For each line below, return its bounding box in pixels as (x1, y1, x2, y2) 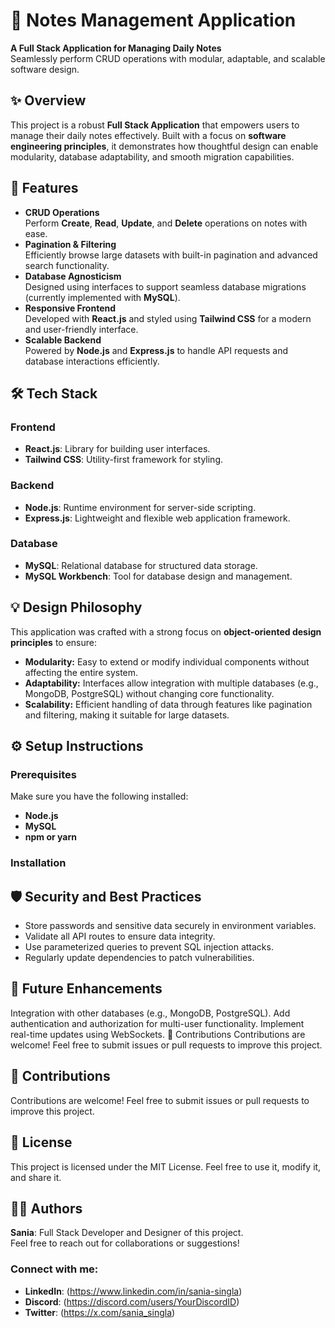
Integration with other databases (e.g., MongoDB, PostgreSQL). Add (10, 1007, 291, 1019)
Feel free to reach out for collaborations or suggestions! (10, 1237, 240, 1249)
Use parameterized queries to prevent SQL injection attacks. (24, 941, 274, 953)
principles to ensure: (10, 636, 97, 648)
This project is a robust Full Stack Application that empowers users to (10, 119, 300, 131)
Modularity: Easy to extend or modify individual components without (24, 655, 310, 668)
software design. (10, 63, 80, 75)
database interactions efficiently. (24, 355, 160, 367)
